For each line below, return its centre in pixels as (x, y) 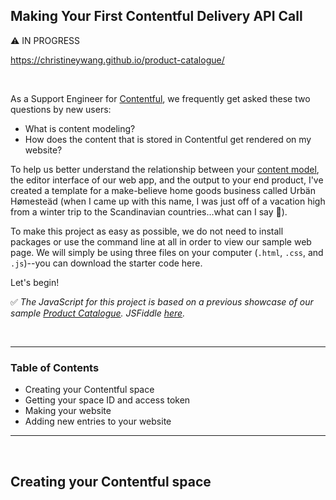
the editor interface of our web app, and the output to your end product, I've (167, 180)
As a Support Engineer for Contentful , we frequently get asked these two (160, 98)
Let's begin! (35, 282)
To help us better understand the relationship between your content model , (165, 169)
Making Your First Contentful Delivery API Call (156, 16)
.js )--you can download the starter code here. (106, 263)
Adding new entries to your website (98, 421)
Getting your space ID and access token (107, 400)
